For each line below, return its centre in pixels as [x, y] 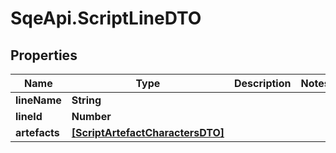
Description [263, 83]
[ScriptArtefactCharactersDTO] [148, 132]
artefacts [37, 132]
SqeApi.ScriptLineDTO [106, 18]
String [86, 100]
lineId [29, 116]
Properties [44, 55]
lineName [38, 100]
